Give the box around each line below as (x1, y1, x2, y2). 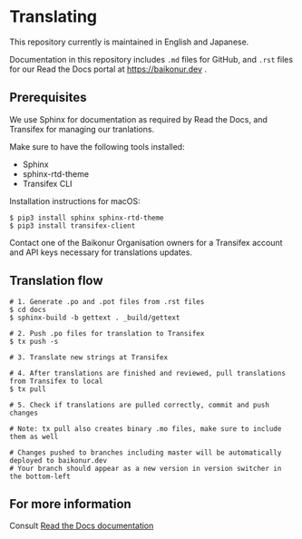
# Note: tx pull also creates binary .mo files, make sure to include (9, 424, 282, 433)
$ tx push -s (9, 337, 59, 346)
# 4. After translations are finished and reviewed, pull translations (9, 368, 286, 377)
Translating (9, 6, 98, 27)
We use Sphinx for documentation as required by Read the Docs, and (9, 113, 268, 124)
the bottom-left (9, 472, 71, 481)
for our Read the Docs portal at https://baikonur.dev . (9, 64, 207, 74)
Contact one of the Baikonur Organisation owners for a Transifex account (9, 237, 283, 248)
